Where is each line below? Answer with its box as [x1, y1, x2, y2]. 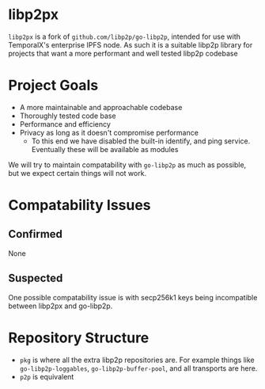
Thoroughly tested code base [19, 111, 116, 120]
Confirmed [8, 227, 63, 241]
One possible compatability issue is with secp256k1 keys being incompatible [8, 292, 258, 302]
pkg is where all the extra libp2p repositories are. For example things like [19, 355, 255, 364]
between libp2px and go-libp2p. [8, 301, 113, 311]
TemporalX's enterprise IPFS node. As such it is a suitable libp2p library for [8, 40, 253, 49]
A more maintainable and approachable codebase [19, 102, 183, 112]
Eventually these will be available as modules [31, 144, 179, 154]
